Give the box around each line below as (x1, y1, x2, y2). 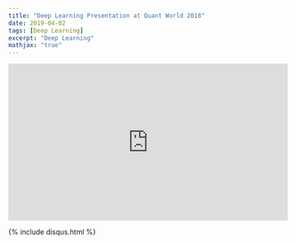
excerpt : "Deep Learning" (8, 33, 94, 42)
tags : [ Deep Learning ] (8, 26, 84, 34)
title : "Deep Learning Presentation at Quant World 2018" (8, 11, 205, 20)
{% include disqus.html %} (8, 227, 97, 237)
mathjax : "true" (8, 41, 62, 49)
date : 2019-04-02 (8, 19, 66, 27)
